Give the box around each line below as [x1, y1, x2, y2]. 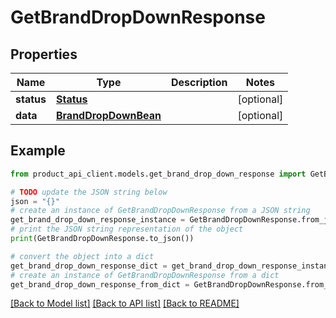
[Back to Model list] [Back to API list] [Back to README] [10, 297, 240, 310]
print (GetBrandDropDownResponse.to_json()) [10, 234, 195, 244]
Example [10, 142, 66, 160]
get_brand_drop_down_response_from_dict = [10, 279, 190, 290]
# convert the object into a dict [10, 251, 155, 261]
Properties [10, 46, 78, 63]
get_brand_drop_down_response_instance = [10, 215, 186, 225]
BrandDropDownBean [55, 109, 162, 122]
